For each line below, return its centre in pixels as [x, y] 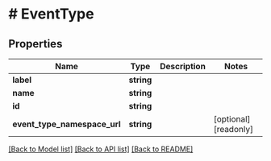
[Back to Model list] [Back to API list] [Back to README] [101, 149]
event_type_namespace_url [67, 124]
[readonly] [233, 129]
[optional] [232, 119]
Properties [35, 44]
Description [183, 66]
